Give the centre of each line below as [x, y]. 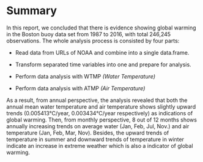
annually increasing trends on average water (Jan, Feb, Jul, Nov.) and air [98, 126]
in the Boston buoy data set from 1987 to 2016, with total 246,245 [89, 34]
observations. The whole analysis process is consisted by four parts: [93, 40]
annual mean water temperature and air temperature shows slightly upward [101, 106]
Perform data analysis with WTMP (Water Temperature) [85, 76]
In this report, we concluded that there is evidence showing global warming [102, 28]
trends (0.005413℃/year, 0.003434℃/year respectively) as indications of [100, 113]
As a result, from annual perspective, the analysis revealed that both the [97, 100]
